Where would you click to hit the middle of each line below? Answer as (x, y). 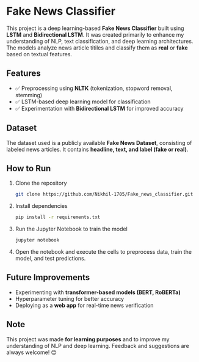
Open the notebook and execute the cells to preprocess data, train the (103, 252)
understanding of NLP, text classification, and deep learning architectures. (100, 41)
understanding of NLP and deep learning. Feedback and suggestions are (98, 345)
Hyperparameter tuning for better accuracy (69, 298)
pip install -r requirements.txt (58, 217)
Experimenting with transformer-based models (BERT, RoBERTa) (98, 292)
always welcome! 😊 (31, 352)
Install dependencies (42, 206)
